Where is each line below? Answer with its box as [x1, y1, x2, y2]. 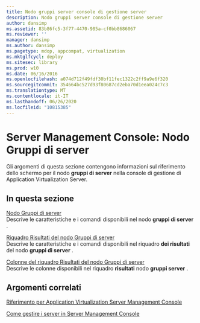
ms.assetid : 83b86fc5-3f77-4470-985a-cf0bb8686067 [6, 25, 136, 32]
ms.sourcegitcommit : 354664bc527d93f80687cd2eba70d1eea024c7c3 [6, 82, 169, 88]
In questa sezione [6, 193, 74, 203]
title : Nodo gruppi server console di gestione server [6, 8, 147, 15]
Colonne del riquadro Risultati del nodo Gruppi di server [6, 258, 145, 266]
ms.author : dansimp [6, 43, 55, 49]
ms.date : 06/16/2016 [6, 71, 58, 77]
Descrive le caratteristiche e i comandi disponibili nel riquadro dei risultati [6, 240, 190, 248]
